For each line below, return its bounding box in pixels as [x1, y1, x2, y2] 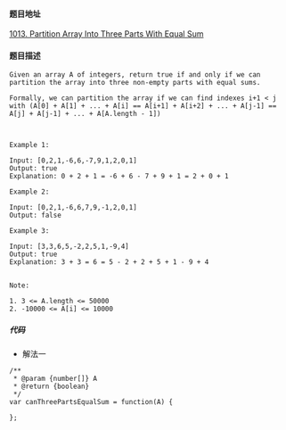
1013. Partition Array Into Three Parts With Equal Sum [9, 29, 204, 39]
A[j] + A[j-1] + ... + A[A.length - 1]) [9, 110, 162, 119]
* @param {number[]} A [12, 375, 98, 384]
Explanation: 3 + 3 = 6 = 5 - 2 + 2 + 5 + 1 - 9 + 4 [9, 258, 209, 267]
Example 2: [9, 187, 50, 196]
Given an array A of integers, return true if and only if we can [9, 70, 261, 79]
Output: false [9, 211, 62, 220]
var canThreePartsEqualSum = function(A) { [9, 398, 174, 407]
